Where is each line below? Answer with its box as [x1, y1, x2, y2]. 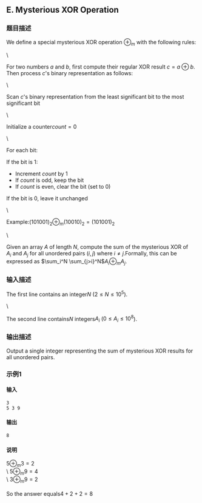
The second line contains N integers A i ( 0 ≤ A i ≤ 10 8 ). [6, 314, 138, 324]
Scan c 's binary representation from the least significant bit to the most [6, 93, 184, 101]
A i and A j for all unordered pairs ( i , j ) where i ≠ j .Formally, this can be [6, 250, 177, 258]
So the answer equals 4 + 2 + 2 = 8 [6, 490, 93, 497]
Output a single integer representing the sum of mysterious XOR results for [6, 347, 194, 354]
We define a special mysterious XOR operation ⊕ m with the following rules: [6, 38, 197, 47]
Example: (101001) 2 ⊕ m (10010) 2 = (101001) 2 [6, 218, 115, 227]
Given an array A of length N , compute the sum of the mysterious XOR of [6, 243, 189, 251]
